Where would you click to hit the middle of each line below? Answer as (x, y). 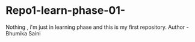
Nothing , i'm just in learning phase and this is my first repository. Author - (97, 27)
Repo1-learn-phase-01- (66, 10)
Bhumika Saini (23, 33)
